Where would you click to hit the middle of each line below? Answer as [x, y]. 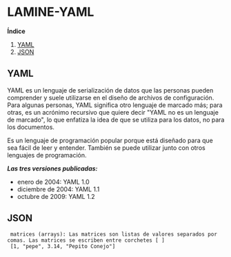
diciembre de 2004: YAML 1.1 [58, 189]
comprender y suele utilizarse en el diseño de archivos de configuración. [111, 97]
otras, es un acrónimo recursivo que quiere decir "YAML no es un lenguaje [113, 112]
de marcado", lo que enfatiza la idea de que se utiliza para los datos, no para [116, 120]
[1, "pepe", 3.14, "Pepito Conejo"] [63, 246]
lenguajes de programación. [47, 155]
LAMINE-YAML [51, 12]
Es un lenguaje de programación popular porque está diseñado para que [110, 140]
